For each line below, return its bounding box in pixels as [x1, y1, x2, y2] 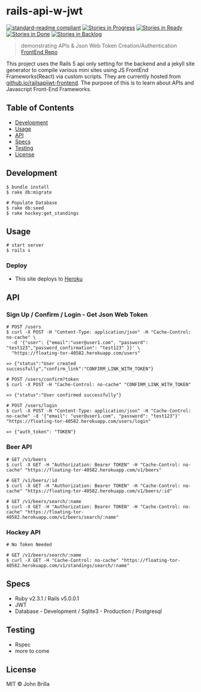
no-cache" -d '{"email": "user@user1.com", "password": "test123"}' [6, 413, 181, 419]
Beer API [6, 443, 32, 451]
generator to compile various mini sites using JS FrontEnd [6, 66, 148, 73]
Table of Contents [6, 103, 75, 113]
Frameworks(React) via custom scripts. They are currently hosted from [6, 73, 181, 80]
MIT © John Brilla [6, 681, 50, 688]
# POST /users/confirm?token [6, 377, 79, 383]
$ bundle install [6, 184, 50, 190]
